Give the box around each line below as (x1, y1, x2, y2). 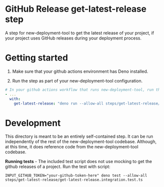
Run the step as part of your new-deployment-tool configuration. (12, 78, 143, 83)
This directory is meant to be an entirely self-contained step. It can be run (5, 133, 154, 140)
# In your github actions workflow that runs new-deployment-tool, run (5, 87, 154, 92)
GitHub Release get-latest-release (5, 3, 146, 15)
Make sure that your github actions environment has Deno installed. (12, 68, 148, 74)
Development (5, 117, 61, 128)
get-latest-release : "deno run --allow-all (14, 101, 104, 106)
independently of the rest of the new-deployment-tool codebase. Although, (5, 139, 157, 145)
